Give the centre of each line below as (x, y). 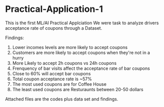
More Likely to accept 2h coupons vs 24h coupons (64, 63)
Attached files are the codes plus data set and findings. (62, 99)
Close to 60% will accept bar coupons (51, 73)
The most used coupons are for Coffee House (59, 84)
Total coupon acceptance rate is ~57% (52, 79)
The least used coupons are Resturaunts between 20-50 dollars (78, 89)
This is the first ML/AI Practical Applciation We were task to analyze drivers (82, 23)
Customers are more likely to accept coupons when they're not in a (81, 53)
